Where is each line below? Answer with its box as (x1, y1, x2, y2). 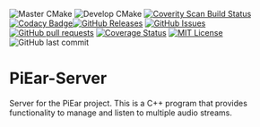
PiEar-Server (9, 68, 108, 89)
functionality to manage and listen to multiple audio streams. (9, 107, 233, 118)
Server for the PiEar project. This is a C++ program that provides (9, 97, 248, 108)
